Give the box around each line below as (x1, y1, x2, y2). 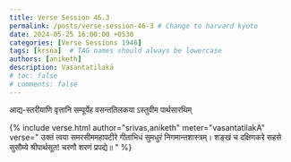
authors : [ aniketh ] (9, 55, 82, 64)
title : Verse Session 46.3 (9, 13, 110, 22)
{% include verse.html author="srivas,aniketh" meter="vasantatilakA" (9, 122, 266, 132)
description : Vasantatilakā (9, 64, 115, 72)
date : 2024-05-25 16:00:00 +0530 (9, 30, 134, 38)
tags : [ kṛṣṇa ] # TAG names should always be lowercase (9, 47, 222, 55)
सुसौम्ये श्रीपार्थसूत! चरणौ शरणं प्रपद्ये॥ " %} (9, 141, 133, 152)
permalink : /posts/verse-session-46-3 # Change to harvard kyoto (9, 21, 258, 30)
